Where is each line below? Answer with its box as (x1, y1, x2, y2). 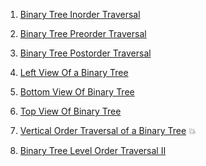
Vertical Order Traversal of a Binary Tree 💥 (19, 125, 197, 136)
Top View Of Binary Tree (19, 105, 122, 117)
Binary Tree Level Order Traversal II (19, 145, 167, 156)
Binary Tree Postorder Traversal (19, 47, 152, 59)
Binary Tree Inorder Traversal (19, 9, 141, 20)
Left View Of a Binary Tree (19, 67, 129, 78)
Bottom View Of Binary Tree (19, 86, 135, 98)
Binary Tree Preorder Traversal (19, 28, 147, 39)
